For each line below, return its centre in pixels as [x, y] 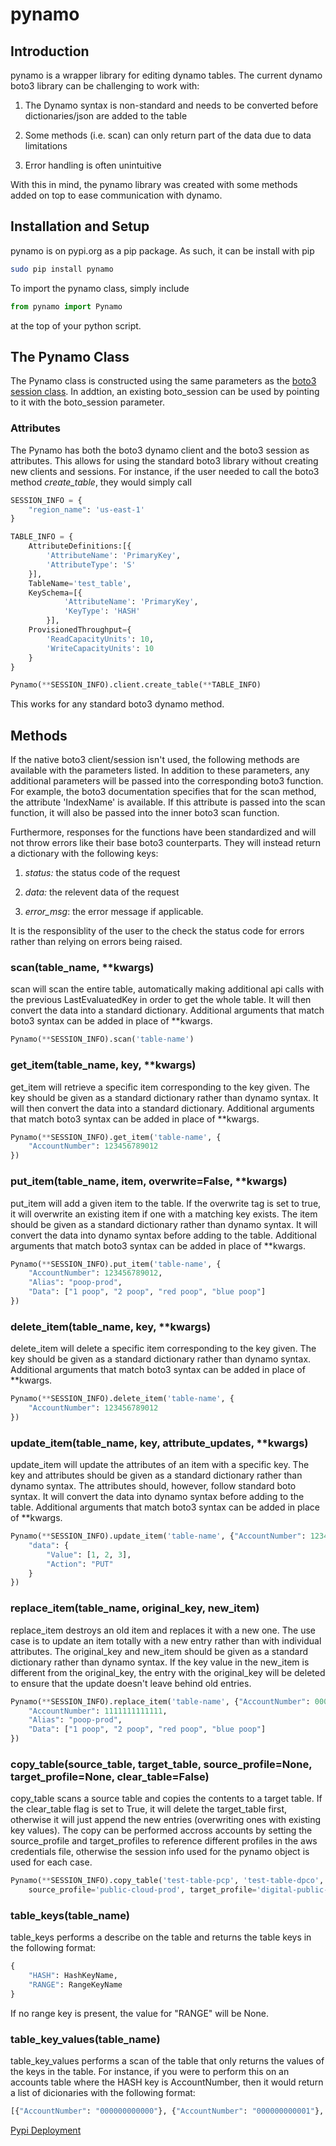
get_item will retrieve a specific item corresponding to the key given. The [160, 1087]
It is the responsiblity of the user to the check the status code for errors [157, 931]
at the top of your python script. [76, 325]
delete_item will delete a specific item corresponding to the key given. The [163, 1349]
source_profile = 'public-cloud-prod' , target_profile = [142, 1890]
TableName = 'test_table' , [80, 583]
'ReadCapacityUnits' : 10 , [100, 639]
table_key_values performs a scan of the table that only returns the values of [167, 2061]
